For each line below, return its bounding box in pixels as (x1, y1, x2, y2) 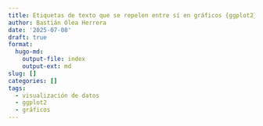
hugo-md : (15, 48, 44, 56)
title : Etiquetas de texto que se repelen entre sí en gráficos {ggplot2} (8, 11, 258, 20)
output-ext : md (22, 63, 72, 70)
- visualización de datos (15, 92, 100, 99)
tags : (8, 84, 26, 92)
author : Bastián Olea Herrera (8, 19, 107, 27)
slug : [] (8, 70, 37, 77)
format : (8, 41, 34, 49)
